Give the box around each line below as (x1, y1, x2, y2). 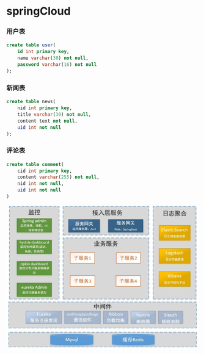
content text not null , (17, 118, 78, 124)
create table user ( (6, 42, 56, 48)
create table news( (6, 99, 56, 105)
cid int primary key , (17, 168, 72, 174)
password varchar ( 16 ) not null (17, 62, 97, 68)
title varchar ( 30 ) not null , (17, 111, 92, 117)
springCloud (6, 4, 71, 18)
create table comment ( (6, 161, 64, 167)
